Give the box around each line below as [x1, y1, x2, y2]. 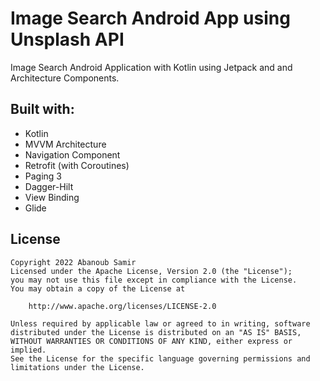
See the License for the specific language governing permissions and [10, 353, 311, 364]
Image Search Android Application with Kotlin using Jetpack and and [10, 61, 293, 73]
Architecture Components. [10, 72, 120, 84]
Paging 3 [24, 170, 63, 182]
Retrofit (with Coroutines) [24, 159, 130, 171]
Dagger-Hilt [24, 180, 74, 192]
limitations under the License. [10, 362, 145, 372]
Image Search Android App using [10, 7, 291, 30]
